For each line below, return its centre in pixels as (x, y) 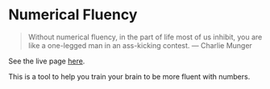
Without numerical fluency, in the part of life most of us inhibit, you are (145, 37)
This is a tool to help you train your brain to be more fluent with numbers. (129, 76)
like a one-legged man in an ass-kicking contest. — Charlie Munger (140, 45)
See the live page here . (47, 61)
